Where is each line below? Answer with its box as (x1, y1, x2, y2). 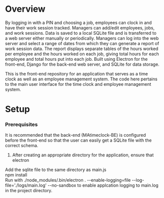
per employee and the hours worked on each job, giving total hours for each (5, 50, 159, 57)
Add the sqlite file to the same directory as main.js (5, 167, 107, 173)
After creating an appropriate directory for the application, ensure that (12, 152, 154, 158)
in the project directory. (5, 188, 53, 194)
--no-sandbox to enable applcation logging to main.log (47, 182, 159, 188)
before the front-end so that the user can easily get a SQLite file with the (5, 137, 152, 143)
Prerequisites (5, 121, 38, 128)
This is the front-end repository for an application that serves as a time (5, 71, 148, 76)
